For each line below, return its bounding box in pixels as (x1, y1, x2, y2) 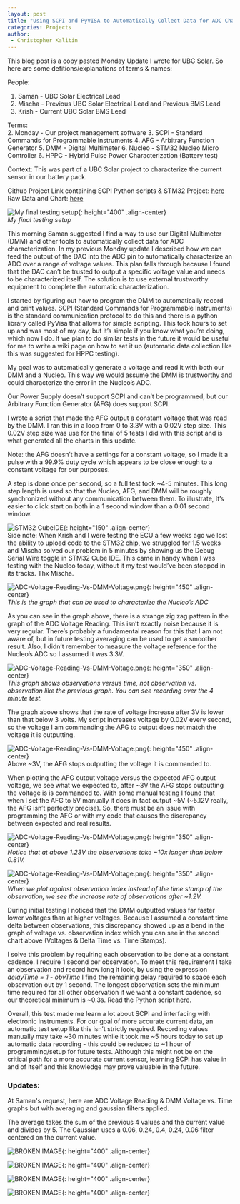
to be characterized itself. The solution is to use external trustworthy (7, 275, 209, 284)
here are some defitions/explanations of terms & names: (7, 64, 173, 73)
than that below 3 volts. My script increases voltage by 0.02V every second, (7, 716, 232, 724)
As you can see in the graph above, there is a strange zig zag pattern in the (7, 612, 229, 621)
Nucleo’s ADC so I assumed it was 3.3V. (7, 650, 125, 658)
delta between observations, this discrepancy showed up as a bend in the (7, 921, 225, 930)
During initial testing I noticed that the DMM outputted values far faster (7, 906, 216, 915)
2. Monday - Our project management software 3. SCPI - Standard (7, 129, 203, 137)
